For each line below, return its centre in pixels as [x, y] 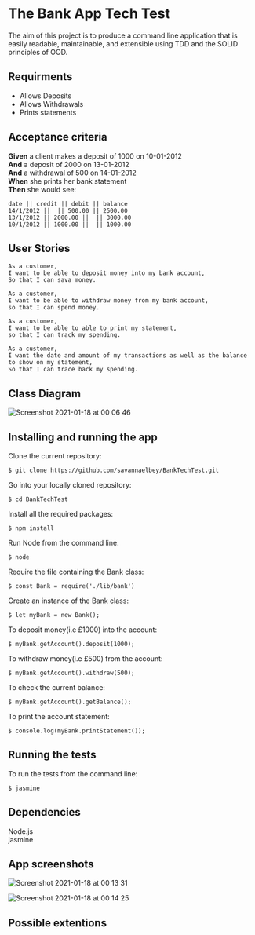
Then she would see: [42, 189]
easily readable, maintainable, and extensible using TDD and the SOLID [123, 43]
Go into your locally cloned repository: [70, 485]
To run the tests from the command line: [73, 773]
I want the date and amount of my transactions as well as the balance [127, 356]
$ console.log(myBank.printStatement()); [77, 731]
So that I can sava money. [52, 280]
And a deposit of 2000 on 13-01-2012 [69, 164]
